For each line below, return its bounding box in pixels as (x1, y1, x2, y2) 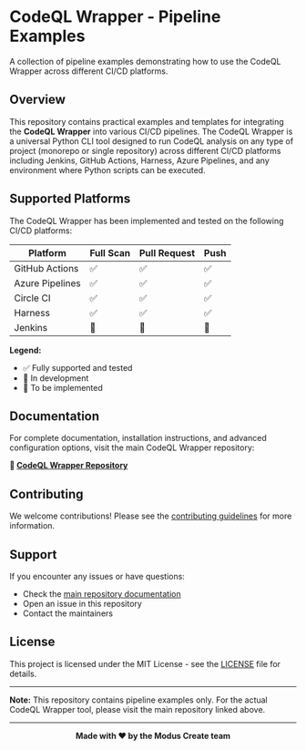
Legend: (9, 344, 42, 355)
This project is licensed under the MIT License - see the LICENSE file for (9, 658, 280, 669)
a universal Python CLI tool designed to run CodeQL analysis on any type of (9, 135, 294, 147)
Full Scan (89, 246, 130, 259)
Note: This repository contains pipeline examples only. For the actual (9, 694, 268, 705)
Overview (9, 92, 66, 108)
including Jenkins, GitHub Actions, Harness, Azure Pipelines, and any (9, 155, 270, 166)
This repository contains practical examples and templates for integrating (9, 116, 284, 127)
